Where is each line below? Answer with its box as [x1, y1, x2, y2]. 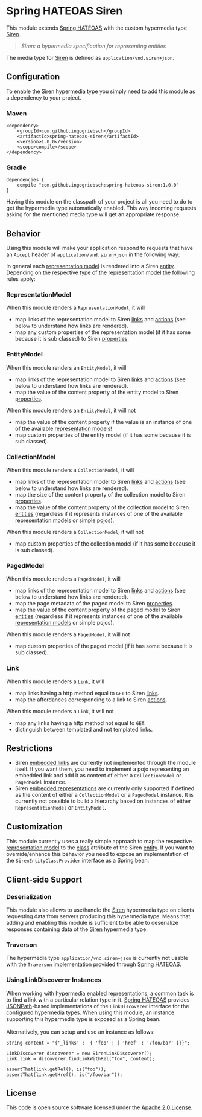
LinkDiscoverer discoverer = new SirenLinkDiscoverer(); [6, 1050, 153, 1057]
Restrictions [6, 743, 53, 753]
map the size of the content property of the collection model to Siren [14, 491, 186, 498]
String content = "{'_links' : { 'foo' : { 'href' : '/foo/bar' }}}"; [6, 1040, 190, 1046]
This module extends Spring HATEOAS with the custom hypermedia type [6, 24, 187, 31]
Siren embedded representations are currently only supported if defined [14, 785, 195, 792]
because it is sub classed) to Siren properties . [14, 335, 130, 343]
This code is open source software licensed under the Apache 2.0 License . [6, 1104, 193, 1111]
